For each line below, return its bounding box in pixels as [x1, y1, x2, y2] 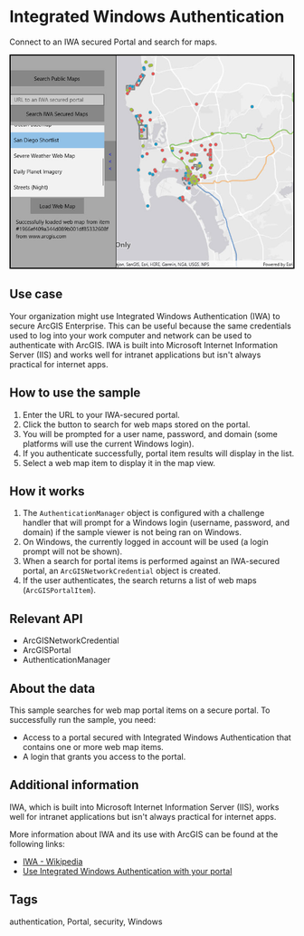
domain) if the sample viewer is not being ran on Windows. [22, 527, 242, 538]
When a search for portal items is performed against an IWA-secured [22, 556, 280, 567]
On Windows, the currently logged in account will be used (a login [22, 537, 269, 548]
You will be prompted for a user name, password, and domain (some [22, 428, 278, 439]
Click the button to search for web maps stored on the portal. [22, 419, 251, 430]
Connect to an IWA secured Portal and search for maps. [9, 36, 218, 47]
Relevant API [9, 610, 83, 627]
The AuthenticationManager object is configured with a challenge [22, 508, 265, 519]
